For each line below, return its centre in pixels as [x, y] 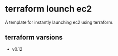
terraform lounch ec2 [48, 9]
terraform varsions [34, 37]
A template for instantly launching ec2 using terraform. [59, 22]
